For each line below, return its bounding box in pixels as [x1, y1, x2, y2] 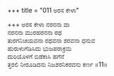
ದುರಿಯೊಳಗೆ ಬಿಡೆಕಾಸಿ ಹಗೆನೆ [7, 53, 65, 60]
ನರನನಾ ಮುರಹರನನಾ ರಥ [7, 28, 62, 36]
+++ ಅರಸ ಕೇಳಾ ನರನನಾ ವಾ [7, 21, 70, 28]
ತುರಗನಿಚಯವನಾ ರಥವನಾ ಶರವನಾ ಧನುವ [7, 36, 96, 45]
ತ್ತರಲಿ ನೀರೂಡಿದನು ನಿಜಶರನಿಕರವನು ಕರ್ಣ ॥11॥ [7, 60, 108, 68]
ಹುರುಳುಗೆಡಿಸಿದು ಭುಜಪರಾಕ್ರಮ [7, 44, 72, 53]
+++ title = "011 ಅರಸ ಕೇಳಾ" [7, 6, 79, 14]
